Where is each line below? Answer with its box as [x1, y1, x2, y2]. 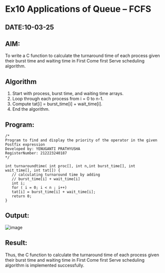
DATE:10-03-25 [5, 23, 54, 31]
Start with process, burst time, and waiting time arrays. [12, 91, 124, 96]
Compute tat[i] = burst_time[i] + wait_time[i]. [12, 101, 102, 107]
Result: [5, 239, 28, 247]
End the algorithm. [12, 106, 50, 112]
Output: [5, 212, 30, 220]
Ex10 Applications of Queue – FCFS [5, 3, 152, 15]
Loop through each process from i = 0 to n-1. [12, 96, 103, 102]
